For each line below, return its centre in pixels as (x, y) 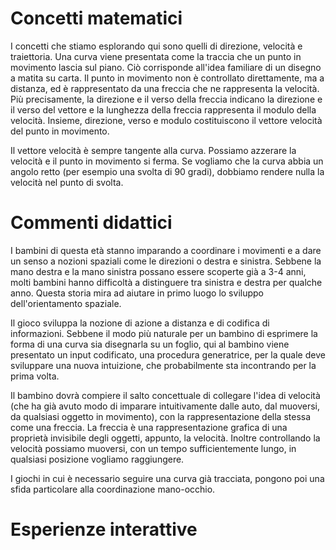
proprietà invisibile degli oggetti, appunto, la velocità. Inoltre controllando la (165, 438)
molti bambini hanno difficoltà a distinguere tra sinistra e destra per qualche (166, 282)
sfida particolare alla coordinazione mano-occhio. (113, 489)
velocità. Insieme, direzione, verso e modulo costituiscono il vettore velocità (166, 120)
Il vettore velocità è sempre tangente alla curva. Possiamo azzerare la (153, 150)
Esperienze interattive (104, 529)
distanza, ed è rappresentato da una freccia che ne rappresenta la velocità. (165, 88)
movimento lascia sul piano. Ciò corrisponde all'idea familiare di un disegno (166, 67)
